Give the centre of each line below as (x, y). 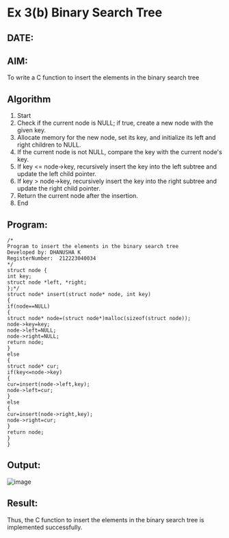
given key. (31, 130)
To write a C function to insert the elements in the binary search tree (103, 77)
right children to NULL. (49, 145)
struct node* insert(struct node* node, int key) (79, 295)
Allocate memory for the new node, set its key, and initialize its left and (117, 138)
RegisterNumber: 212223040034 (52, 258)
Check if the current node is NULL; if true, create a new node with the (115, 123)
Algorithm (29, 99)
